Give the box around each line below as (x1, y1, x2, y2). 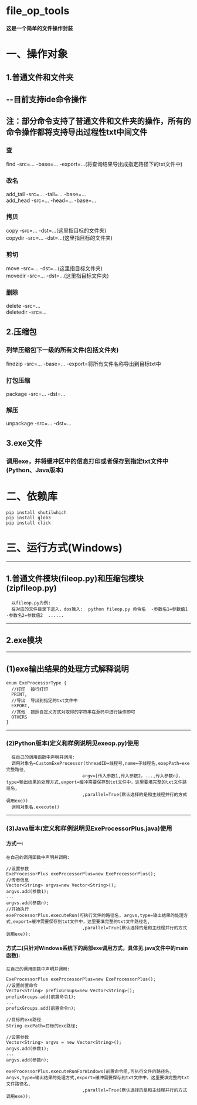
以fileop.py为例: (11, 600, 51, 606)
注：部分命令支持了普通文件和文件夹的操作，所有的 (6, 116, 191, 126)
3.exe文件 (6, 438, 43, 448)
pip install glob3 (6, 515, 51, 521)
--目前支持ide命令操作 (6, 94, 87, 104)
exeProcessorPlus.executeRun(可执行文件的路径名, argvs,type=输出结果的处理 (6, 912, 184, 918)
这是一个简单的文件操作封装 (6, 25, 73, 32)
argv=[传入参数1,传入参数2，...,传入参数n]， (81, 773, 183, 779)
